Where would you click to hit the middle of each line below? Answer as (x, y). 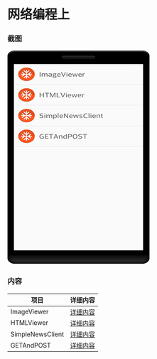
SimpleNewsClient (37, 334)
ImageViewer (29, 312)
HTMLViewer (29, 323)
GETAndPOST (31, 345)
